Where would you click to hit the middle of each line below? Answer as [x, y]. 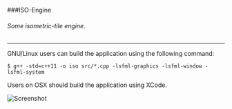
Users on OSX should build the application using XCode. [87, 85]
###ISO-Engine [29, 10]
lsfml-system [26, 72]
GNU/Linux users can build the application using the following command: [111, 54]
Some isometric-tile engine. [47, 26]
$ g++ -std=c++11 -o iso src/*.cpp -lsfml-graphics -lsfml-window [105, 66]
